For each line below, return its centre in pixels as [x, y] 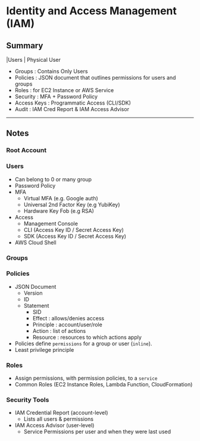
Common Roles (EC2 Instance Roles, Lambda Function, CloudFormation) [104, 385]
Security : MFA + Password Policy [56, 97]
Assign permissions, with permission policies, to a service [86, 378]
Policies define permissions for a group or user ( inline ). [83, 344]
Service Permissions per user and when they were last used [97, 431]
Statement [36, 305]
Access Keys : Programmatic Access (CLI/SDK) [73, 103]
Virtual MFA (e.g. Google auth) [61, 198]
